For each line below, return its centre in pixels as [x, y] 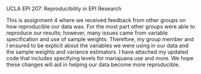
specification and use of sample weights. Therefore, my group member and [100, 39]
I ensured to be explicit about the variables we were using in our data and [97, 45]
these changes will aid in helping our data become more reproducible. [93, 64]
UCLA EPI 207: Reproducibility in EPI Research [64, 9]
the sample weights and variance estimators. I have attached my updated [97, 52]
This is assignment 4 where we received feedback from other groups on [96, 20]
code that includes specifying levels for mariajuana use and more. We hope [100, 58]
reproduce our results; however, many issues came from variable [87, 33]
